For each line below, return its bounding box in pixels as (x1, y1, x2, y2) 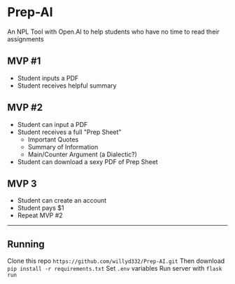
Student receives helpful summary (17, 81, 117, 90)
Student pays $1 (17, 204, 64, 212)
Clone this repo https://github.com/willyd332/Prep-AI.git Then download (7, 257, 225, 265)
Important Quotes (27, 135, 79, 144)
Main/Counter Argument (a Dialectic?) (27, 150, 138, 158)
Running (7, 238, 45, 250)
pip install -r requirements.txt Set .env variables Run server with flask (7, 264, 222, 273)
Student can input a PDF (17, 120, 88, 128)
